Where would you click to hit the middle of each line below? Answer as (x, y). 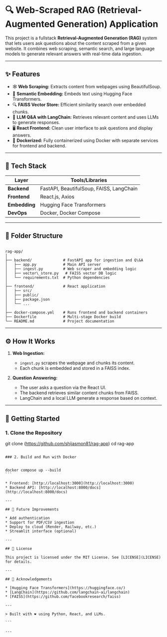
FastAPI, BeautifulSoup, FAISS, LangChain (89, 188)
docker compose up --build (33, 470)
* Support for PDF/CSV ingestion (40, 522)
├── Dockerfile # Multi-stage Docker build (63, 317)
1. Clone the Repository (34, 433)
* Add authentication (28, 518)
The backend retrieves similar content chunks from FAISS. (79, 393)
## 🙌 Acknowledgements (29, 579)
